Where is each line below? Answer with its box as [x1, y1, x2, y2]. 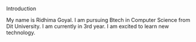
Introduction [6, 5, 37, 12]
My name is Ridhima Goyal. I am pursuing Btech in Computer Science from [6, 17, 191, 23]
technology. [6, 29, 36, 36]
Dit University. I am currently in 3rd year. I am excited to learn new [6, 23, 169, 30]
